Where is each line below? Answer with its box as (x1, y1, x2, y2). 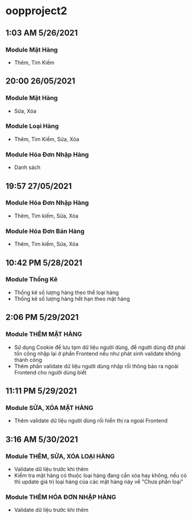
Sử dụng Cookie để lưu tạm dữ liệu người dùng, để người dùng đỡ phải (14, 344, 186, 351)
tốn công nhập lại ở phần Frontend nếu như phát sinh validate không (14, 350, 181, 357)
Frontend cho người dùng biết (14, 369, 87, 376)
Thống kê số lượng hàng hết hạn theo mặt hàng (14, 295, 130, 302)
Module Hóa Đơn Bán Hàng (5, 227, 85, 235)
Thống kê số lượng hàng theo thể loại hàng (14, 289, 119, 296)
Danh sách (14, 164, 41, 171)
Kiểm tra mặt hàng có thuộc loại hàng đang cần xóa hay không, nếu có (14, 472, 187, 479)
